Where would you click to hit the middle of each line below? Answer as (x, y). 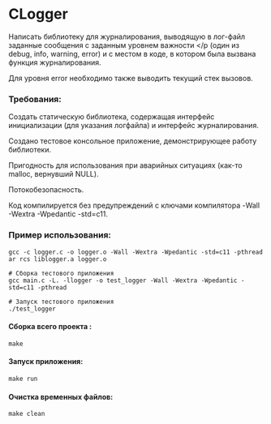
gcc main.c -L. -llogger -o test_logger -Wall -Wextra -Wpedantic (123, 281)
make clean (27, 414)
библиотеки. (30, 150)
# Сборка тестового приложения (61, 273)
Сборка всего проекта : (50, 327)
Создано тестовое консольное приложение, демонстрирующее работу (133, 141)
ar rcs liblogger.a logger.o (58, 259)
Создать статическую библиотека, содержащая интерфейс (112, 117)
